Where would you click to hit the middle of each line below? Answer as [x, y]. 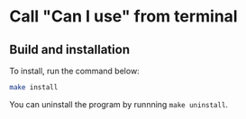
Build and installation [70, 50]
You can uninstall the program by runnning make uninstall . [118, 104]
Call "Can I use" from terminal [123, 17]
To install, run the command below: [74, 71]
